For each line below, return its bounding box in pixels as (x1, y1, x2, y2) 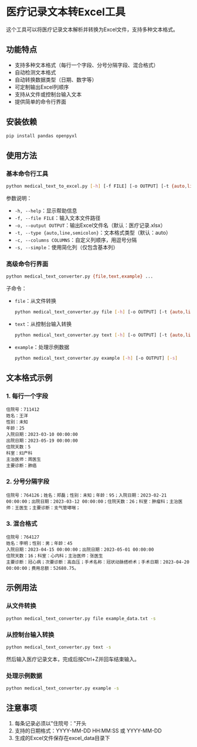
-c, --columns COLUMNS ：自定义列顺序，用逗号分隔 (14, 236, 137, 244)
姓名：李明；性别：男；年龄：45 (6, 540, 73, 546)
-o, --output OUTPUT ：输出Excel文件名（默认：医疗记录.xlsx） (14, 222, 166, 229)
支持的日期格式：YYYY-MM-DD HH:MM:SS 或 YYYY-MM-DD (14, 727, 162, 734)
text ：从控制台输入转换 (14, 320, 72, 327)
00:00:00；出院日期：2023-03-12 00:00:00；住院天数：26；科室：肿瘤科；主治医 (6, 498, 183, 505)
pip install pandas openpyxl (6, 133, 77, 138)
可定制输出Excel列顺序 (14, 83, 69, 90)
